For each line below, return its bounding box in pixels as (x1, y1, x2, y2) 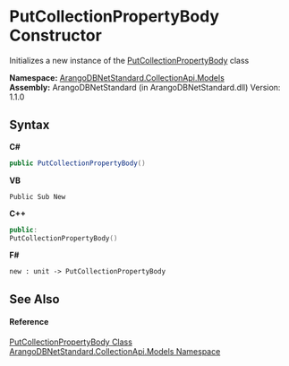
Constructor (9, 25, 103, 46)
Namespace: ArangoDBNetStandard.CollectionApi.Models (9, 72, 225, 83)
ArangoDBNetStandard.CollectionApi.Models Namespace (9, 345, 221, 356)
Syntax (9, 118, 50, 133)
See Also (9, 292, 60, 307)
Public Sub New (9, 192, 66, 201)
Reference (9, 317, 49, 327)
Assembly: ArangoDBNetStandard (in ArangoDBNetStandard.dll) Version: (9, 82, 281, 92)
